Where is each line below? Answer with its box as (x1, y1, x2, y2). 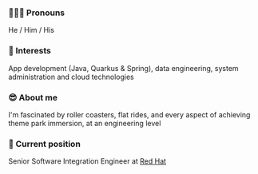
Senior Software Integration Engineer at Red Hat (8, 156, 166, 166)
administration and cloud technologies (8, 72, 134, 81)
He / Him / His (8, 26, 54, 35)
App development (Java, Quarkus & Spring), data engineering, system (8, 63, 239, 73)
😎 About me (8, 92, 58, 103)
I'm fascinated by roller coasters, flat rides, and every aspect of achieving (8, 109, 251, 119)
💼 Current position (8, 138, 81, 149)
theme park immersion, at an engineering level (8, 118, 161, 128)
